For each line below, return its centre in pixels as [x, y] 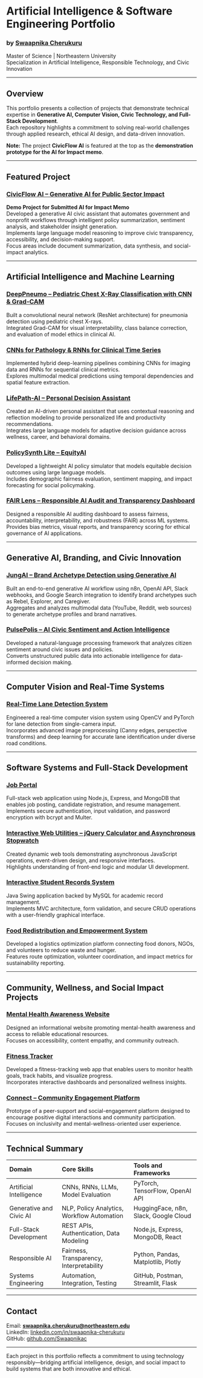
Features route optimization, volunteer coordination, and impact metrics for [100, 957]
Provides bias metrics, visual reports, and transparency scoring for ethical [98, 527]
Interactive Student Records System [60, 882]
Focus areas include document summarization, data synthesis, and [89, 246]
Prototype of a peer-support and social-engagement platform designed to [98, 1111]
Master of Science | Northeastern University [61, 56]
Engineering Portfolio [61, 24]
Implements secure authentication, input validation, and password [88, 811]
